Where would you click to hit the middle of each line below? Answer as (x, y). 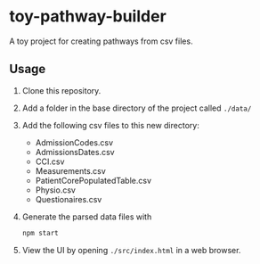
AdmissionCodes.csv (74, 142)
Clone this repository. (61, 90)
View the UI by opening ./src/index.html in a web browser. (131, 250)
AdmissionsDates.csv (75, 152)
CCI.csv (50, 161)
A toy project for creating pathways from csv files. (101, 41)
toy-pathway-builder (88, 16)
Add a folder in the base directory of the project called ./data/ (137, 108)
